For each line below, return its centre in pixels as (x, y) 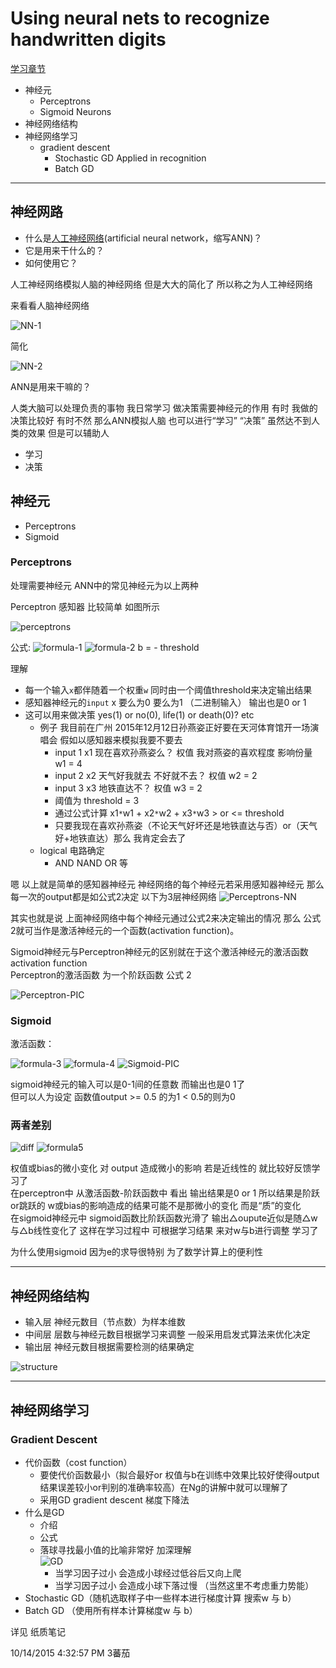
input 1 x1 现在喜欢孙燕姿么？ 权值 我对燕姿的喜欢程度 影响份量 (183, 752)
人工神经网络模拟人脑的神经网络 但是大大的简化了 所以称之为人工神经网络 (161, 284)
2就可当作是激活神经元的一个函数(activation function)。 (125, 930)
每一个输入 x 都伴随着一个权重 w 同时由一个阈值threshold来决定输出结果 (168, 689)
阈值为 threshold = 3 (97, 800)
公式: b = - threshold (105, 647)
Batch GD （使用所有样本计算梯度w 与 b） (111, 1610)
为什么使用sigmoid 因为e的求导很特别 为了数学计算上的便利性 (137, 1252)
